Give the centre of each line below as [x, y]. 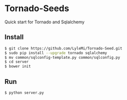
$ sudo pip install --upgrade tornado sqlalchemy [56, 53]
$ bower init [18, 67]
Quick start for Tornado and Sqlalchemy [45, 22]
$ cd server [17, 62]
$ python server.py [24, 93]
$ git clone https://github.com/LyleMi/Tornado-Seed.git [63, 48]
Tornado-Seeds [37, 8]
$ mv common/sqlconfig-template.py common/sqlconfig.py [62, 57]
